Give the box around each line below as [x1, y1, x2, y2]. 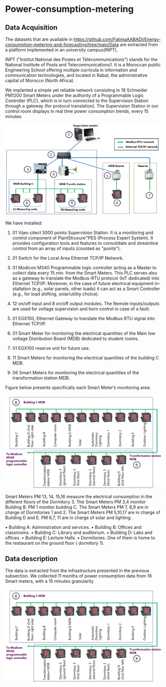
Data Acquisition [5, 23, 58, 32]
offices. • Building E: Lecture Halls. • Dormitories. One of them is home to [5, 535, 155, 541]
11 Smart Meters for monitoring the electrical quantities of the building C [12, 355, 160, 361]
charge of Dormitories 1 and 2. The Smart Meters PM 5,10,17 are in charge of [5, 510, 161, 515]
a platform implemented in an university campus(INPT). [5, 47, 118, 53]
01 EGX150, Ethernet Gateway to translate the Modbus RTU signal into [12, 316, 155, 322]
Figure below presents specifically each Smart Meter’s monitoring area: [5, 385, 151, 391]
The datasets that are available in [5, 36, 73, 42]
